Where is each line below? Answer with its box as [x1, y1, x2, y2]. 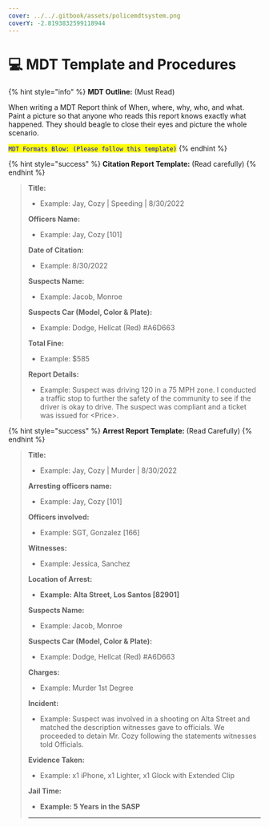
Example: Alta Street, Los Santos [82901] [39, 590, 180, 599]
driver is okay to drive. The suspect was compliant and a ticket [39, 402, 247, 412]
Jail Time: [27, 786, 62, 796]
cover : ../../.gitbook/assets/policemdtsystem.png [8, 11, 181, 20]
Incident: [27, 699, 59, 708]
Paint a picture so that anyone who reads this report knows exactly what [8, 111, 247, 121]
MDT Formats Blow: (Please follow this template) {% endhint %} [8, 143, 228, 153]
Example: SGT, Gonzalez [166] [39, 528, 140, 538]
